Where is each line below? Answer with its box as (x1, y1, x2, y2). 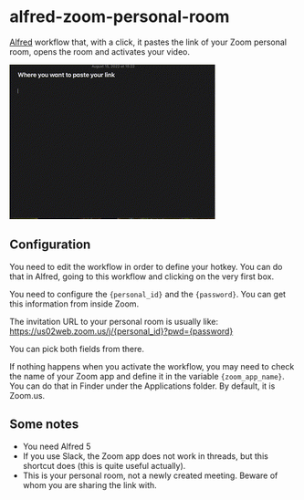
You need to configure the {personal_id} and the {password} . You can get (9, 288, 286, 299)
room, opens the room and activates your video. (9, 46, 190, 57)
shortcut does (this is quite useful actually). (22, 460, 186, 471)
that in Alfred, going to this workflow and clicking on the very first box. (9, 271, 275, 282)
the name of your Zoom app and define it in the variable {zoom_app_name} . (9, 370, 285, 381)
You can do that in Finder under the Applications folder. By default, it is (9, 380, 276, 391)
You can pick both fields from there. (9, 343, 144, 354)
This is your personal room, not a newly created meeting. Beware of (22, 470, 278, 481)
